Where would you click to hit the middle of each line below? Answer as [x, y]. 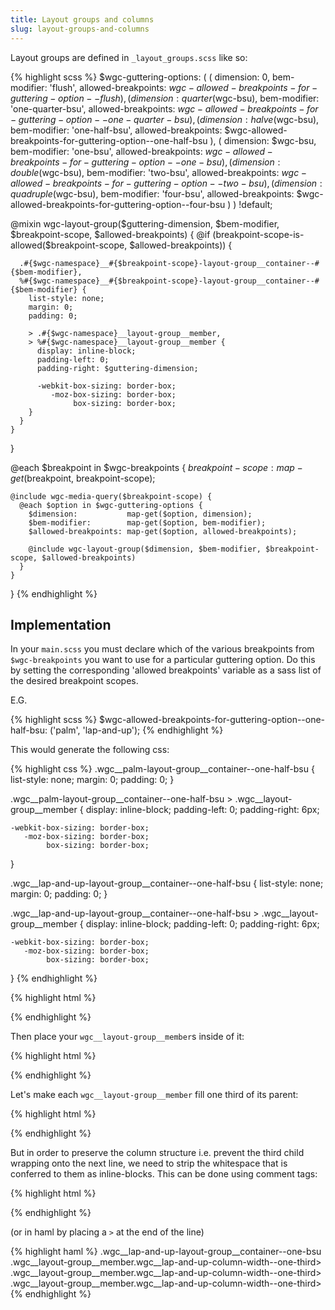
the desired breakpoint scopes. [74, 681]
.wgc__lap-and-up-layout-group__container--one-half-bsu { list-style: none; [167, 883]
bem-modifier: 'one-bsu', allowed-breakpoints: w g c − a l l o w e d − [141, 151]
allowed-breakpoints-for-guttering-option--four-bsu [118, 204]
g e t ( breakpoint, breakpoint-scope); [83, 478]
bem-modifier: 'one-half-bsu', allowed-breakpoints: [116, 130]
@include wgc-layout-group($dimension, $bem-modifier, [145, 549]
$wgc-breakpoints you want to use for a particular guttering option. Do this [163, 660]
